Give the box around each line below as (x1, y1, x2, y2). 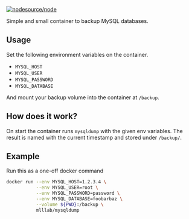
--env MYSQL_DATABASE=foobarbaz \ (36, 196, 123, 202)
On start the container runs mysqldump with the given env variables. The (6, 127, 183, 134)
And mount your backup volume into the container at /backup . (6, 94, 159, 101)
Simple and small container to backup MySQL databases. (6, 18, 149, 24)
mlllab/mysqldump (36, 207, 80, 213)
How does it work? (6, 111, 78, 122)
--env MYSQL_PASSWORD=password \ (36, 191, 120, 197)
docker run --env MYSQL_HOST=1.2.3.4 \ (6, 179, 107, 185)
